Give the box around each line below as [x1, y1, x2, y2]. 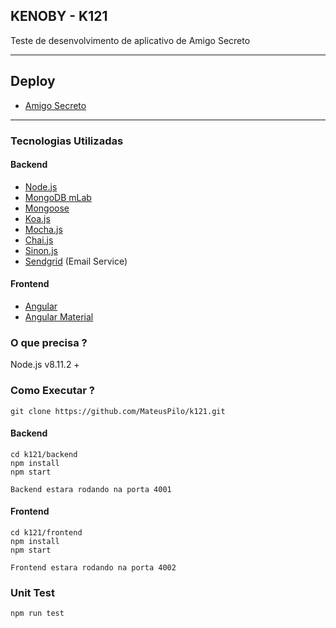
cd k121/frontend [10, 527, 83, 538]
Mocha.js [24, 223, 63, 235]
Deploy [10, 73, 56, 90]
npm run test [10, 609, 65, 619]
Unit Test [10, 585, 55, 599]
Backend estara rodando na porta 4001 [10, 484, 172, 494]
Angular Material [24, 310, 94, 323]
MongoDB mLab [24, 191, 92, 203]
